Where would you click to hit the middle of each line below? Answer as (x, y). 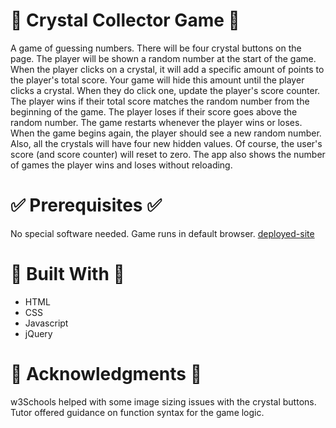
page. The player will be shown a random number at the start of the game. (163, 58)
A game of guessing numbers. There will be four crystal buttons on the (156, 48)
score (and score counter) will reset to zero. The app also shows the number (168, 154)
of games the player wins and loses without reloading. (121, 165)
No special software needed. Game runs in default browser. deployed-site (162, 233)
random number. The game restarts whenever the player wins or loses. (156, 122)
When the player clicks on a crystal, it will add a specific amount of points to (167, 69)
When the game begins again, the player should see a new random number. (166, 133)
